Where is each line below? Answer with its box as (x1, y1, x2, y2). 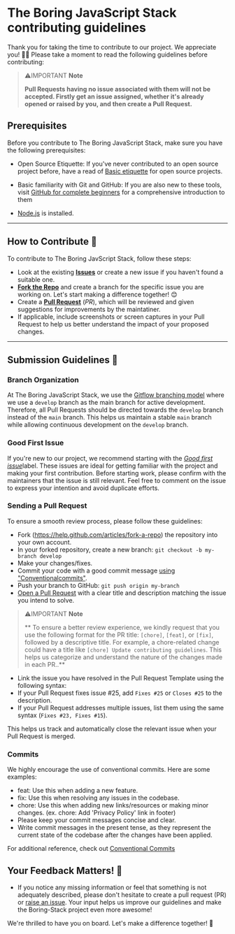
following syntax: (17, 681, 67, 689)
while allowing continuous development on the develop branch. (7, 421, 189, 429)
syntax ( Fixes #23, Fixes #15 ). (17, 711, 108, 719)
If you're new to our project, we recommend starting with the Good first (7, 454, 213, 462)
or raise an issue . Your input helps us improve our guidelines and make (17, 898, 222, 906)
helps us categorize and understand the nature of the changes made (24, 652, 222, 661)
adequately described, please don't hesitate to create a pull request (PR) (17, 890, 227, 899)
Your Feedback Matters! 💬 (7, 865, 123, 877)
